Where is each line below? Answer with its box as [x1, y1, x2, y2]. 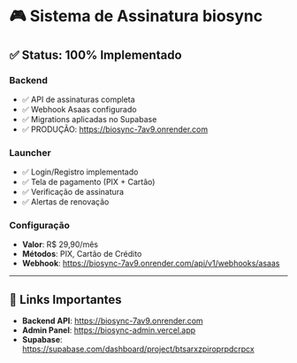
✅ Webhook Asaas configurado [21, 104, 137, 114]
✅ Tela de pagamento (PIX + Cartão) [21, 177, 156, 188]
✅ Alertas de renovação [21, 197, 110, 207]
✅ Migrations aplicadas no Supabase [21, 113, 157, 124]
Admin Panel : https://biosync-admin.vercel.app [21, 325, 196, 336]
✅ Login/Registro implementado [21, 166, 139, 177]
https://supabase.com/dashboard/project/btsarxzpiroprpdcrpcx [21, 344, 255, 354]
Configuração [9, 220, 71, 232]
